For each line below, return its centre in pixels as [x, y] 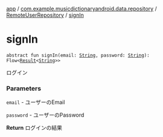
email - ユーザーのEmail [36, 102]
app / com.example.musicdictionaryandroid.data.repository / [81, 9]
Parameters [24, 88]
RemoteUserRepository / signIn [45, 15]
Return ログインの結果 [34, 128]
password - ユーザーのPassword [45, 115]
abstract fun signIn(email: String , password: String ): [78, 55]
